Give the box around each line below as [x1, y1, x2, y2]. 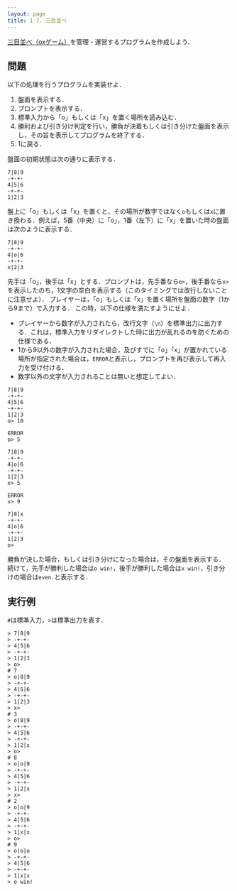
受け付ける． [30, 363, 68, 372]
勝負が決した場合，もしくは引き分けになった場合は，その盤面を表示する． [7, 555, 225, 564]
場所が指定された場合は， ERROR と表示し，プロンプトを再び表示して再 [17, 354, 220, 363]
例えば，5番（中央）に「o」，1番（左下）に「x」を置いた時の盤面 [38, 216, 229, 224]
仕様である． [17, 337, 55, 345]
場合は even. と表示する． [19, 573, 92, 581]
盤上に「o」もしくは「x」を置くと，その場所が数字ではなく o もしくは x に [7, 207, 220, 216]
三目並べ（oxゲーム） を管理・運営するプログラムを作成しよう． [7, 37, 194, 46]
